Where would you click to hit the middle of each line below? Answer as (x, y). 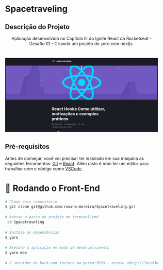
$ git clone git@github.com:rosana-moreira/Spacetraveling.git (70, 207)
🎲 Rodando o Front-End (53, 188)
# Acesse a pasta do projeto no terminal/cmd (52, 217)
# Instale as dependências (32, 232)
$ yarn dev (16, 253)
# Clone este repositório (31, 202)
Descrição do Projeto (37, 27)
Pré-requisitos (27, 147)
